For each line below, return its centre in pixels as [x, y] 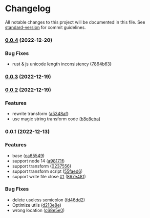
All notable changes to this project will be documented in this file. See [75, 22]
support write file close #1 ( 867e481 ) [49, 176]
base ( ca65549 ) [28, 156]
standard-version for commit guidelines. [45, 27]
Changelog [28, 9]
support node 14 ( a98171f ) [38, 161]
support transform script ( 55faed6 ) [47, 171]
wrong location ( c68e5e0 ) [38, 210]
